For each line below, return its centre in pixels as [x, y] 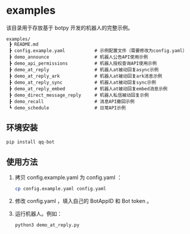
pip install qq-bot [30, 142]
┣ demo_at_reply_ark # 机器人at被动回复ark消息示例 [85, 76]
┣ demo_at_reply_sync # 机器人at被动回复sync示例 [82, 82]
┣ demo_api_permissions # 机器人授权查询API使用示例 [83, 63]
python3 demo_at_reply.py [47, 225]
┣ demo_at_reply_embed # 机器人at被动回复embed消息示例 [88, 89]
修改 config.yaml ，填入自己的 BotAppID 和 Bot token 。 [83, 201]
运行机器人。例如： [39, 214]
